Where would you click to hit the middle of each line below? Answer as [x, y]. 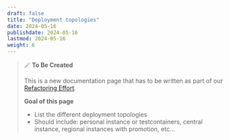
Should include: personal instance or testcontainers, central [118, 122]
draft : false [26, 13]
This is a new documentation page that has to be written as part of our [123, 81]
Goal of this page [49, 101]
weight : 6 [21, 45]
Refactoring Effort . [50, 88]
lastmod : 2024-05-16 [37, 39]
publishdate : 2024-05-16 [43, 32]
